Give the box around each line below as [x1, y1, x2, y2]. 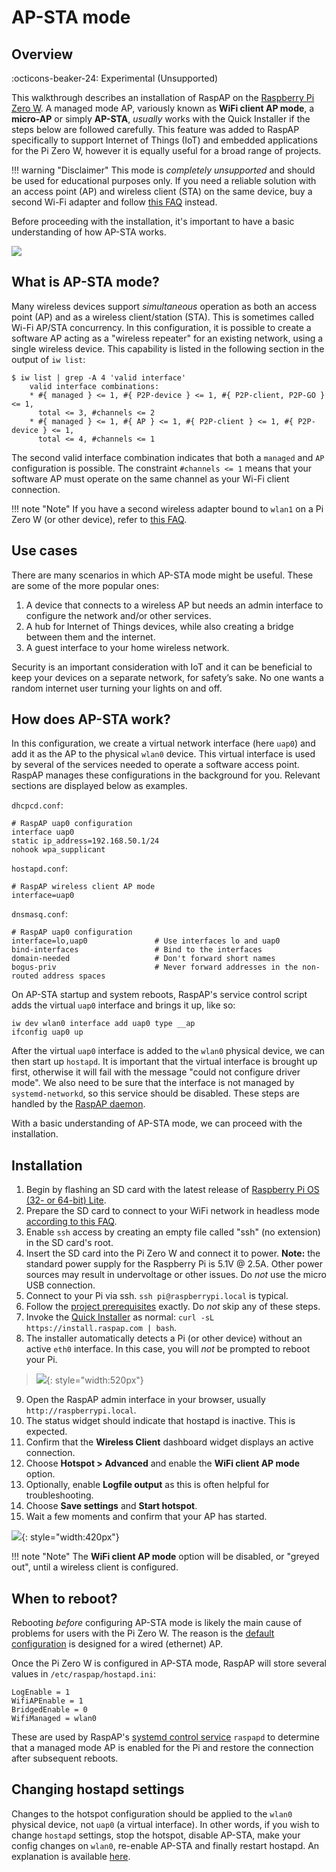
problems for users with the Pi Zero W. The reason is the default [11, 1627, 275, 1640]
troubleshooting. [25, 1489, 94, 1501]
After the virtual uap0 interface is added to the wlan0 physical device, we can [11, 1045, 326, 1057]
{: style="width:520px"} [45, 1374, 144, 1386]
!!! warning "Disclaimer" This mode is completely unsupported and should [11, 164, 316, 176]
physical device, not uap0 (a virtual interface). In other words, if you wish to [11, 1818, 320, 1830]
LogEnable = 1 [11, 1687, 71, 1698]
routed [11, 971, 39, 981]
